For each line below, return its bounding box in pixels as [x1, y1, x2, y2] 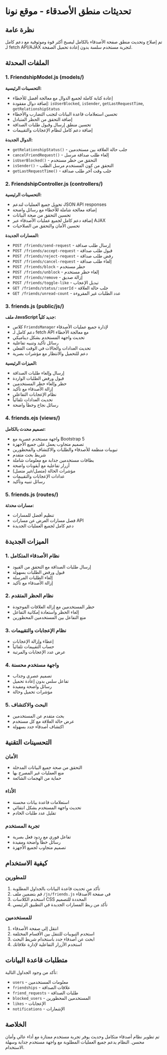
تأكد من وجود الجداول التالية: [5, 969, 58, 975]
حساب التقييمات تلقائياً [12, 644, 54, 650]
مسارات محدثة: [5, 502, 34, 508]
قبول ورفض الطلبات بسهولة [12, 569, 65, 575]
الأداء [5, 788, 16, 795]
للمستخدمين [5, 914, 32, 921]
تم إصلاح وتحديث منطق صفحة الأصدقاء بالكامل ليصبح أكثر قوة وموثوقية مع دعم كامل [5, 39, 162, 45]
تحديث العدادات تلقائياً [12, 397, 53, 403]
